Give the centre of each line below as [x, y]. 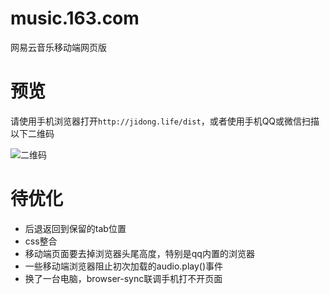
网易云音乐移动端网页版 [58, 47]
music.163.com [75, 18]
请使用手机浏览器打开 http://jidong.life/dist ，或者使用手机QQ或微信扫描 [165, 121]
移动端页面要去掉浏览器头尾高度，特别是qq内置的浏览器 [139, 253]
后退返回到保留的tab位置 [75, 228]
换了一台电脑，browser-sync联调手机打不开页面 [123, 278]
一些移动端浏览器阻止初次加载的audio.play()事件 [124, 266]
